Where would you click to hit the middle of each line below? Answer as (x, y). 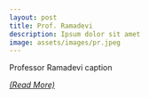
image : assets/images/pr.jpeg (65, 42)
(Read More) (32, 85)
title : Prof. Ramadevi (51, 26)
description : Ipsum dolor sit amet (75, 34)
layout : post (33, 17)
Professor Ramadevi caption (61, 68)
